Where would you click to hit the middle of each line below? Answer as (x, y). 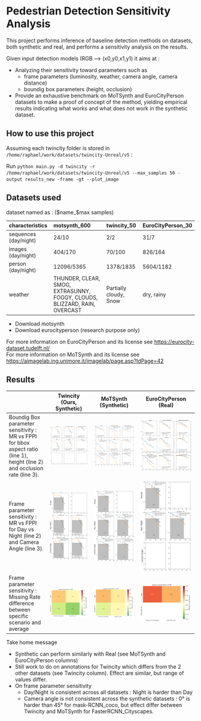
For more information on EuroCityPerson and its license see (80, 342)
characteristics (28, 226)
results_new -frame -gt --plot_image (72, 179)
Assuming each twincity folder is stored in (58, 148)
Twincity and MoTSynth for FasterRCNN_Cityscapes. (89, 711)
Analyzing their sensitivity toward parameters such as (81, 70)
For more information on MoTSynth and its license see (73, 354)
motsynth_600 (72, 226)
